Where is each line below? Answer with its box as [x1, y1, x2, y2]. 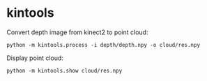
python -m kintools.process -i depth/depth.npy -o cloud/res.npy [6, 41, 200, 48]
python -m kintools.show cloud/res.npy [6, 67, 123, 74]
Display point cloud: [6, 54, 64, 62]
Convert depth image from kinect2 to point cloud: [6, 28, 148, 36]
